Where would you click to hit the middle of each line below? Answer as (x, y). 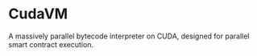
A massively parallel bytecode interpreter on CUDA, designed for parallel (129, 36)
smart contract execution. (51, 44)
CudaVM (38, 14)
